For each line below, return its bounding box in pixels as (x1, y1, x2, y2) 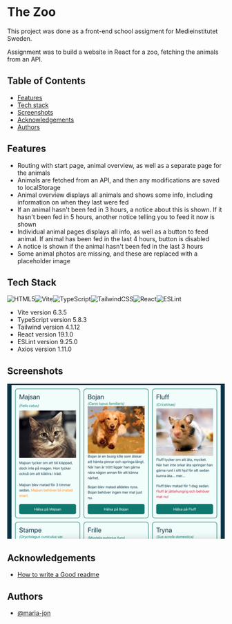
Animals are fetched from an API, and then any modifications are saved (17, 176, 220, 184)
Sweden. (7, 34, 32, 42)
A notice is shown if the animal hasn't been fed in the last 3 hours (17, 242, 204, 250)
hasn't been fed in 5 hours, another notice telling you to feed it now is (17, 212, 215, 221)
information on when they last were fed (17, 198, 129, 206)
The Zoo (7, 4, 57, 20)
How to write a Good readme (17, 571, 100, 579)
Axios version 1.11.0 (17, 345, 72, 353)
